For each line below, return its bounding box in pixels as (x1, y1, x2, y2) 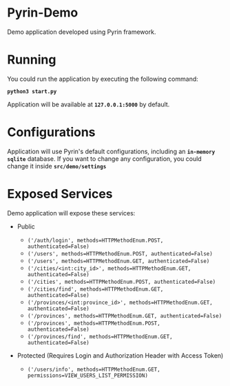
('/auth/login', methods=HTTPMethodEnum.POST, (27, 237, 164, 244)
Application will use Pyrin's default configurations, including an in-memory (7, 147, 216, 155)
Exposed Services (7, 186, 113, 202)
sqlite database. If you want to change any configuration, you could (7, 154, 202, 163)
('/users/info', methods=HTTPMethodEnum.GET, (27, 366, 160, 373)
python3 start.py (7, 88, 57, 95)
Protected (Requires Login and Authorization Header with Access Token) (17, 351, 224, 360)
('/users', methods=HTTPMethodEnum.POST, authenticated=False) (27, 250, 213, 257)
